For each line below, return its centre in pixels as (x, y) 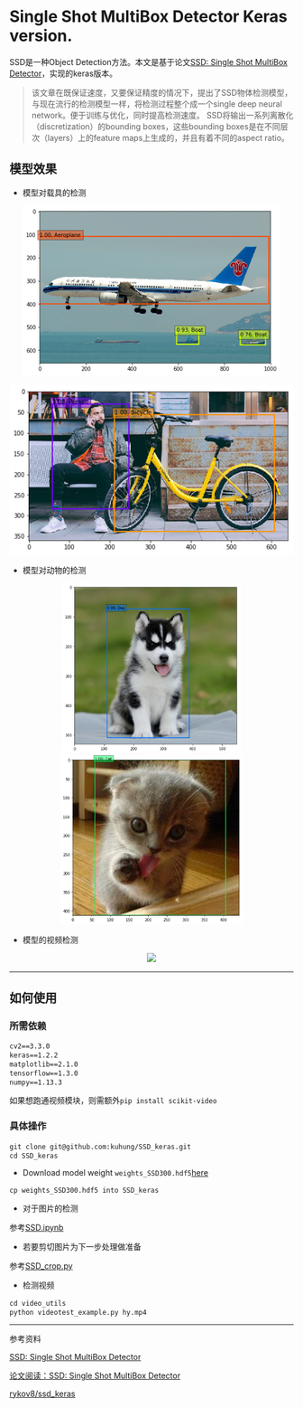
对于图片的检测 (50, 1208)
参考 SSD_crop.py (41, 1266)
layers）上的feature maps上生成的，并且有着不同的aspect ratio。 (169, 137)
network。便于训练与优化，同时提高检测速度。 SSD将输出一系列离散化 (162, 115)
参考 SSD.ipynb (37, 1227)
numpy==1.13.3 (36, 1082)
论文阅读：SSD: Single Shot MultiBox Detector (95, 1375)
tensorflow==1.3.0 (44, 1073)
